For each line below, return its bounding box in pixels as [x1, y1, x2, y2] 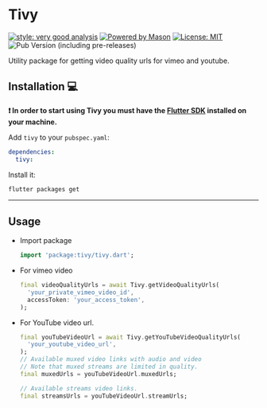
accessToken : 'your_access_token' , [27, 296, 145, 304]
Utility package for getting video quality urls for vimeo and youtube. [8, 56, 230, 65]
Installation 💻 [8, 80, 79, 93]
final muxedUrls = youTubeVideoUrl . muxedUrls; [19, 370, 177, 378]
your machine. [8, 117, 57, 127]
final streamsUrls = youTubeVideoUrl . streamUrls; [19, 392, 188, 400]
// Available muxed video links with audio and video [19, 355, 202, 363]
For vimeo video [19, 265, 73, 276]
